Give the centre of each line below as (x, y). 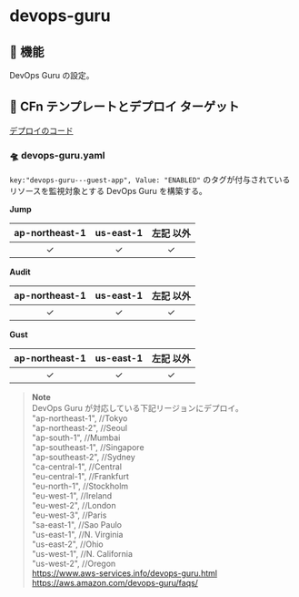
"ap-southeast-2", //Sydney (84, 458)
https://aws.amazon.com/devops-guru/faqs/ (115, 583)
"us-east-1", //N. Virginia (77, 535)
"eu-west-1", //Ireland (72, 496)
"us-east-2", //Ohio (67, 544)
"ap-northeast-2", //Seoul (80, 428)
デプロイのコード (41, 130)
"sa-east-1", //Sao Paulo (77, 525)
